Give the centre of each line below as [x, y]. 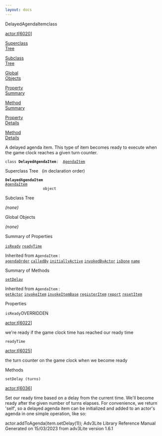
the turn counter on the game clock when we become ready [66, 360]
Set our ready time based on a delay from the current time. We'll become [80, 398]
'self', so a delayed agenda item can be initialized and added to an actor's [80, 408]
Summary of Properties [29, 236]
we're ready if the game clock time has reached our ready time [69, 332]
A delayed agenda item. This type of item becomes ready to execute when [81, 147]
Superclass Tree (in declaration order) [45, 171]
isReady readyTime [24, 246]
